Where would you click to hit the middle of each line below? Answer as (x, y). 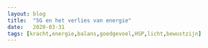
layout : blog (27, 14)
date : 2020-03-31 (36, 27)
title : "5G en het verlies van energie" (70, 20)
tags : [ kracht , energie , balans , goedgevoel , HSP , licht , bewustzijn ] (104, 34)
